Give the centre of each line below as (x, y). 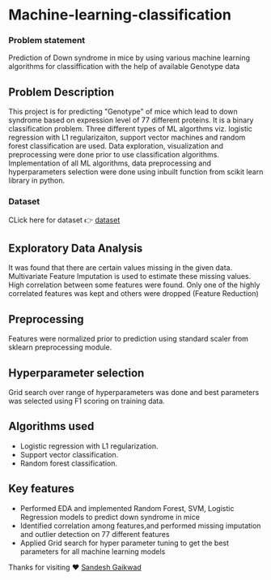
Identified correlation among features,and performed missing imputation (140, 526)
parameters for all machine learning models (93, 551)
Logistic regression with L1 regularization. (89, 446)
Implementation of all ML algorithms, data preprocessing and (110, 163)
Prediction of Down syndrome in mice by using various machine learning (129, 58)
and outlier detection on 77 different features (95, 534)
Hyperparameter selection (76, 373)
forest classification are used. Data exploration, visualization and (116, 146)
